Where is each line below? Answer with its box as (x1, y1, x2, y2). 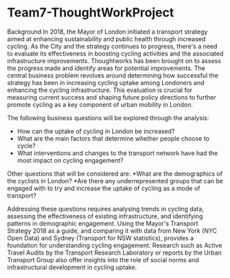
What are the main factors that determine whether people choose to (16, 134, 209, 142)
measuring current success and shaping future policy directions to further (7, 93, 216, 101)
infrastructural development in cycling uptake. (7, 263, 137, 271)
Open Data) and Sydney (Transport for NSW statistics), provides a (7, 233, 194, 242)
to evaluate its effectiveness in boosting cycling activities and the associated (7, 49, 224, 58)
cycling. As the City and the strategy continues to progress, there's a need (7, 42, 218, 50)
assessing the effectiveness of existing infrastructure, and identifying (7, 211, 203, 220)
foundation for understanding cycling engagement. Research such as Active (7, 241, 222, 249)
